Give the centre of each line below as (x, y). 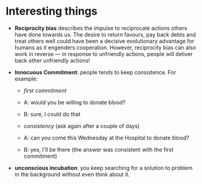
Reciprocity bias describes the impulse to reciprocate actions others (101, 28)
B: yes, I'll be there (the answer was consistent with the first (99, 149)
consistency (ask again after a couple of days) (82, 126)
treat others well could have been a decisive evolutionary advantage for (104, 41)
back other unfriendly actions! (52, 60)
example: (26, 79)
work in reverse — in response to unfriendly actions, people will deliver (103, 54)
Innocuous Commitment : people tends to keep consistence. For (95, 72)
